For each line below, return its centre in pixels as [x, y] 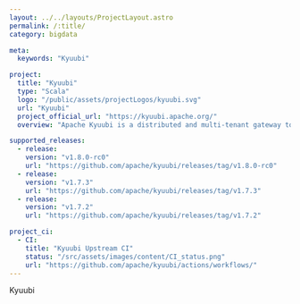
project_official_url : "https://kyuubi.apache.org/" [117, 116]
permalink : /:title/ [48, 26]
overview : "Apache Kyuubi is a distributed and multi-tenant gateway [149, 125]
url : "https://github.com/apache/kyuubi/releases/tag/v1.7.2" [143, 215]
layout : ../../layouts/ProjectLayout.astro [92, 17]
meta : [19, 50]
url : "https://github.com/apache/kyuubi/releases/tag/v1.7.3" [143, 190]
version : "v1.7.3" [59, 182]
